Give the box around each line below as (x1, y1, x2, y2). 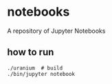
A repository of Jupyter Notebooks (7, 27, 106, 35)
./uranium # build (7, 64, 63, 72)
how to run (7, 46, 54, 58)
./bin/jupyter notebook (7, 70, 76, 77)
